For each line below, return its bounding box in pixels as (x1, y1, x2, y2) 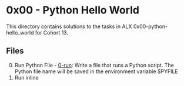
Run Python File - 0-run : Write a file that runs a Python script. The (14, 61, 175, 68)
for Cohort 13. (35, 29, 69, 36)
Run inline (14, 74, 39, 81)
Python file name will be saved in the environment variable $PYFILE (14, 68, 178, 75)
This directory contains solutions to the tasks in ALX (6, 23, 132, 30)
